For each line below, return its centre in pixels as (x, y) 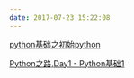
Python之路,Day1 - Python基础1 (67, 63)
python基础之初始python (55, 44)
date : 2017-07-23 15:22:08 (60, 17)
